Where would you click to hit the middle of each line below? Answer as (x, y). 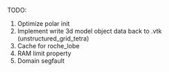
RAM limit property (44, 53)
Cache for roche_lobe (48, 46)
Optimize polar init (43, 23)
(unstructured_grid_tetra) (53, 38)
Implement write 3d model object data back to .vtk (89, 31)
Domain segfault (41, 61)
